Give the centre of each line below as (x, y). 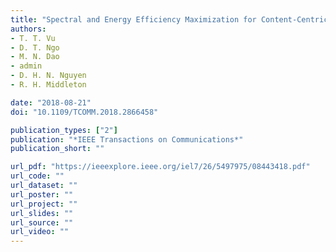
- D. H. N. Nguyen (48, 76)
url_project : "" (44, 204)
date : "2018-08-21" (51, 102)
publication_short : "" (57, 149)
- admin (26, 66)
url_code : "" (37, 176)
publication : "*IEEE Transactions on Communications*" (127, 139)
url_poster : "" (42, 194)
